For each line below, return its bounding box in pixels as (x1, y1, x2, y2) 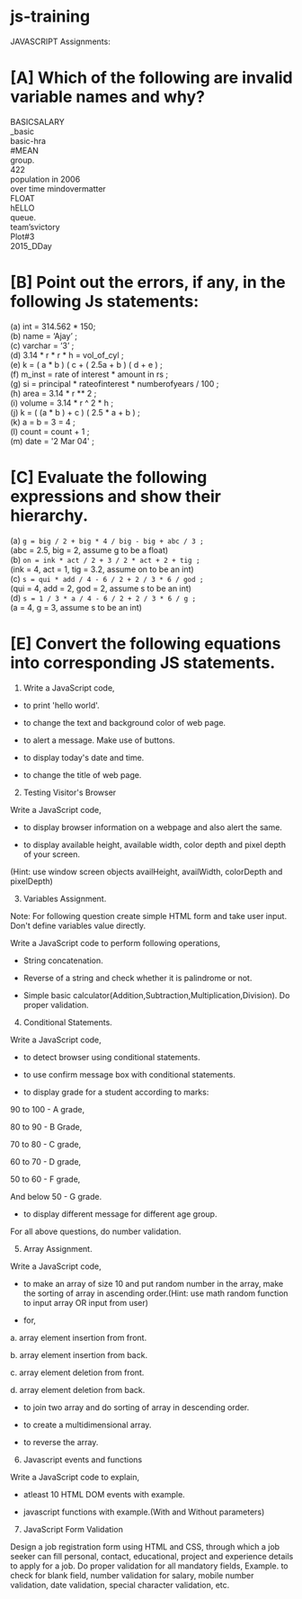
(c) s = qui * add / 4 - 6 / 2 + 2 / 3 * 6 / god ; (10, 573, 204, 584)
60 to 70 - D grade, (10, 1156, 82, 1166)
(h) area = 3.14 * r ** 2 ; (10, 388, 97, 398)
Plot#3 (10, 231, 35, 242)
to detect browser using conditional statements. (22, 1051, 200, 1062)
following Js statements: (10, 291, 200, 312)
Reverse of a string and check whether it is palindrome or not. (22, 972, 253, 983)
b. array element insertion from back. (10, 1349, 147, 1360)
